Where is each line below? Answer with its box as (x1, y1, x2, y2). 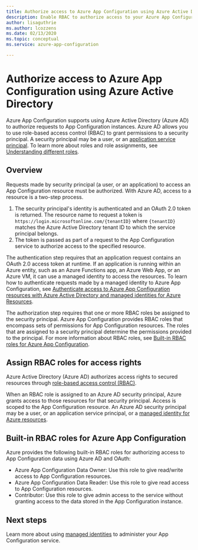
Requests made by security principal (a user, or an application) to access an (6, 181, 191, 188)
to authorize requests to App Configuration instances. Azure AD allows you (6, 123, 189, 130)
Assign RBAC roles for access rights (6, 358, 142, 368)
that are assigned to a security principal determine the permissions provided (6, 328, 192, 335)
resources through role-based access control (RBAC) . (6, 379, 137, 387)
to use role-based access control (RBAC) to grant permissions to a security (6, 129, 189, 136)
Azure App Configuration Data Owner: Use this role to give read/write (14, 467, 184, 474)
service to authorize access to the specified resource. (14, 243, 146, 250)
